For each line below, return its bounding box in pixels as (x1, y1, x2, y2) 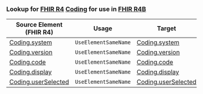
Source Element (16, 21, 63, 29)
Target (156, 24, 176, 33)
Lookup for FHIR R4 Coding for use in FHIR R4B (6, 5, 146, 13)
